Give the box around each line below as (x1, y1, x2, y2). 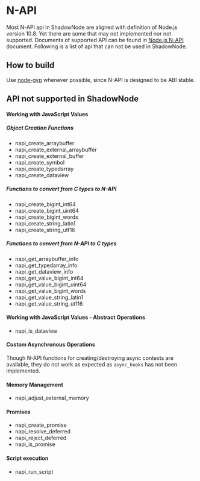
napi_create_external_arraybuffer (14, 146, 98, 153)
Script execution (6, 454, 49, 462)
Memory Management (6, 381, 63, 388)
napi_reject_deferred (14, 435, 67, 442)
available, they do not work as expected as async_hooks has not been (6, 361, 178, 368)
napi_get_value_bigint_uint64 (14, 281, 87, 288)
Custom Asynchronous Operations (6, 341, 95, 348)
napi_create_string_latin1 (14, 219, 76, 227)
